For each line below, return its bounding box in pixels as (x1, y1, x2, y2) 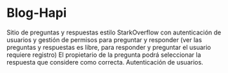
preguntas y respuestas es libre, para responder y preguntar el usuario (6, 43, 211, 51)
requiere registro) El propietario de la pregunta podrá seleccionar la (6, 51, 201, 59)
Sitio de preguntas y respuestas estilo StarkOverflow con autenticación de (6, 28, 222, 36)
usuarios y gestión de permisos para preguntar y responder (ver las (6, 35, 203, 44)
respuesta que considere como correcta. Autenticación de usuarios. (6, 58, 204, 66)
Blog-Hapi (6, 5, 67, 21)
